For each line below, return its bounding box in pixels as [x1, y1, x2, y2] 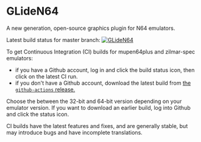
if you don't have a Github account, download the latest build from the [15, 79, 191, 87]
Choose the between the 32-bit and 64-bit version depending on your [6, 98, 182, 105]
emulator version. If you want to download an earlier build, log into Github [6, 104, 191, 111]
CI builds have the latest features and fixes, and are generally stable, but [6, 122, 188, 129]
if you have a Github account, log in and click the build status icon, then [15, 66, 195, 74]
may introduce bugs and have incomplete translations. [6, 129, 143, 136]
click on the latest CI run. [15, 73, 78, 80]
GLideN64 [6, 4, 59, 18]
